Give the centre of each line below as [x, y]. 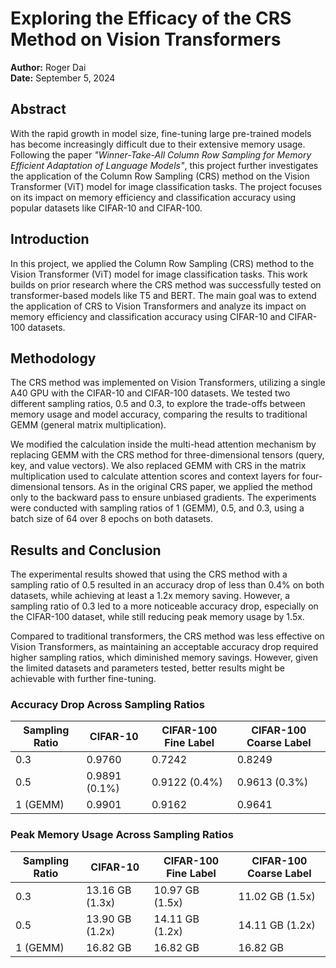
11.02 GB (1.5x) [277, 896]
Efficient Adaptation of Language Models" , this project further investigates [164, 165]
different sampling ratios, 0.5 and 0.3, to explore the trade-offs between [158, 404]
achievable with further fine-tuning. [83, 679]
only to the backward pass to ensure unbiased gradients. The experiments [163, 498]
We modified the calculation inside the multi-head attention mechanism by [163, 444]
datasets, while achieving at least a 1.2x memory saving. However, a [150, 596]
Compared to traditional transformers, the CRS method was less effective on [167, 636]
